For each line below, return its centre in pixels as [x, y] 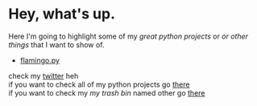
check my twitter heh [44, 75]
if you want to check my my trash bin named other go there [107, 92]
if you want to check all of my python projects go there [99, 84]
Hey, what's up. [62, 14]
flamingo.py [40, 60]
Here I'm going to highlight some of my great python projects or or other [128, 36]
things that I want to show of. [56, 44]
